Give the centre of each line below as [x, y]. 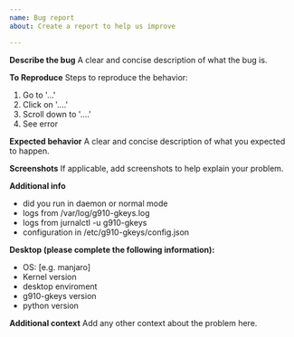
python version [51, 305]
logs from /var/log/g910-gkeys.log [86, 212]
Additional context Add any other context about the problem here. [133, 323]
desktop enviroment [60, 286]
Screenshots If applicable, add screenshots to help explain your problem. [147, 168]
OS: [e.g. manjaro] [57, 267]
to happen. [29, 151]
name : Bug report [42, 18]
